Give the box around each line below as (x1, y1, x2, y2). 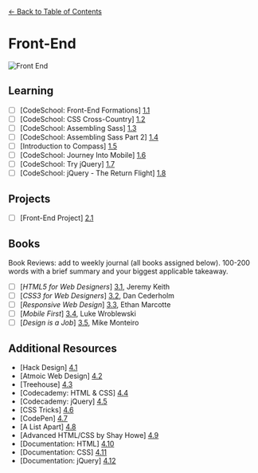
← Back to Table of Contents (8, 7, 102, 16)
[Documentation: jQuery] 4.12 (19, 456, 117, 466)
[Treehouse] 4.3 (19, 380, 73, 389)
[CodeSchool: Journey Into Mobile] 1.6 (19, 151, 147, 160)
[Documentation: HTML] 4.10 (19, 439, 115, 449)
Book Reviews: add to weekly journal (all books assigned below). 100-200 (8, 258, 251, 267)
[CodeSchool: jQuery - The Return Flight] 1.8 (19, 168, 166, 178)
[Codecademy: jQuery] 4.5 (19, 396, 107, 406)
